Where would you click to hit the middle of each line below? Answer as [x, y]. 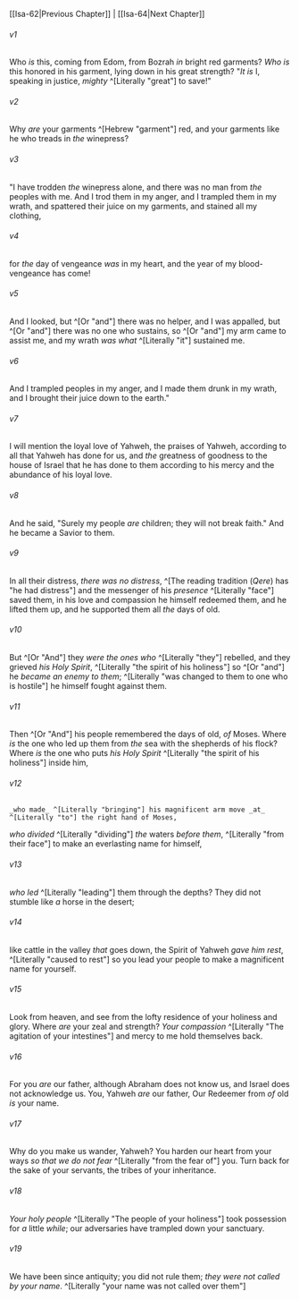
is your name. [34, 1103]
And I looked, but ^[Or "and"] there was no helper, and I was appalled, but [145, 321]
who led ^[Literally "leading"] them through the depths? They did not [135, 892]
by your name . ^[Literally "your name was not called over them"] [128, 1286]
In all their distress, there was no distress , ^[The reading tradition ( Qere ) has [149, 581]
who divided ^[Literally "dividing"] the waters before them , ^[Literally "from [147, 834]
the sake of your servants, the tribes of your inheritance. [113, 1170]
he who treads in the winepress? [69, 139]
